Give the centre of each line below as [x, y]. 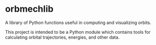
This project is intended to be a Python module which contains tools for [78, 32]
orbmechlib [29, 9]
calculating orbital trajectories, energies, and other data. [62, 37]
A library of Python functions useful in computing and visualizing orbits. [78, 22]
